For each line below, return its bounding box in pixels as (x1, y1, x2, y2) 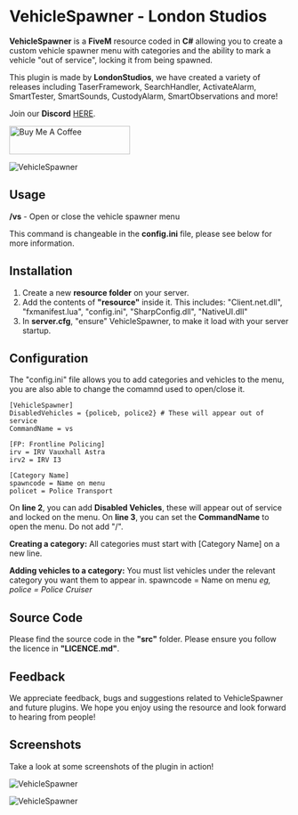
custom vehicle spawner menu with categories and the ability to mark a (9, 45, 271, 55)
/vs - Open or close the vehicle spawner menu (9, 211, 181, 222)
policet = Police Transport (9, 487, 114, 496)
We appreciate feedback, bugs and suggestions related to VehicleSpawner (9, 693, 284, 703)
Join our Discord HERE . (9, 108, 96, 118)
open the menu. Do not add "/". (9, 521, 124, 532)
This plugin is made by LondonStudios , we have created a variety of (9, 71, 261, 82)
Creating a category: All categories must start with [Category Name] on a (9, 539, 280, 550)
